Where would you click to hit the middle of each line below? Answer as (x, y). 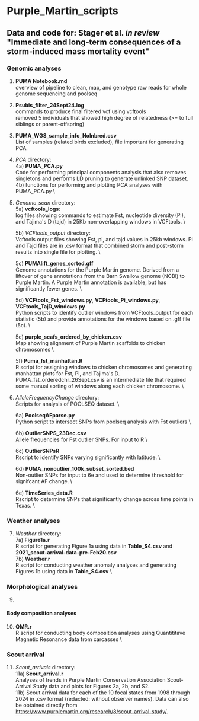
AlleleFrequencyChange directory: (57, 397)
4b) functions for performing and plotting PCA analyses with (89, 184)
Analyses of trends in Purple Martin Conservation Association (90, 679)
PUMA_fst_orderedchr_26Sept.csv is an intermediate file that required (100, 379)
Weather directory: (38, 534)
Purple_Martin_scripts (62, 11)
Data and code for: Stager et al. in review (83, 33)
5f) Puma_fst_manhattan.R (49, 360)
